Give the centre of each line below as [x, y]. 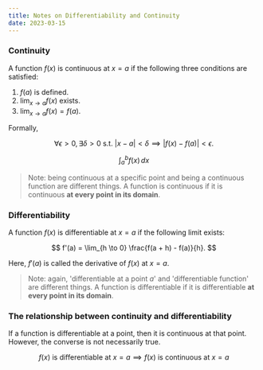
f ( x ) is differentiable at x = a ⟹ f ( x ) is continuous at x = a [134, 357]
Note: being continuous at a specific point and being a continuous [136, 177]
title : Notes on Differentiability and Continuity [94, 16]
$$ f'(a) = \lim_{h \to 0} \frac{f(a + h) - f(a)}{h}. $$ [134, 248]
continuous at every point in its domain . [94, 194]
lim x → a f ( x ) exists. [50, 101]
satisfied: [23, 76]
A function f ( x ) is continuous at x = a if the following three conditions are [128, 68]
